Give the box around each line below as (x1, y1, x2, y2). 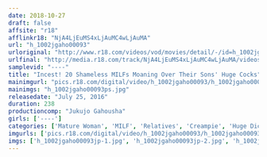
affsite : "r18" (8, 26, 59, 34)
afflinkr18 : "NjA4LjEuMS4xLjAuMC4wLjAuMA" (8, 33, 151, 42)
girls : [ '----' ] (8, 115, 62, 123)
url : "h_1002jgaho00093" (8, 41, 91, 49)
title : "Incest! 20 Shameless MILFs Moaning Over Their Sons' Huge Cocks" (8, 71, 261, 78)
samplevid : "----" (8, 63, 69, 71)
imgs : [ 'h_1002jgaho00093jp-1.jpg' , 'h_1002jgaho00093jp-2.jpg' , (8, 136, 229, 145)
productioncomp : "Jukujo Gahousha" (8, 108, 126, 116)
